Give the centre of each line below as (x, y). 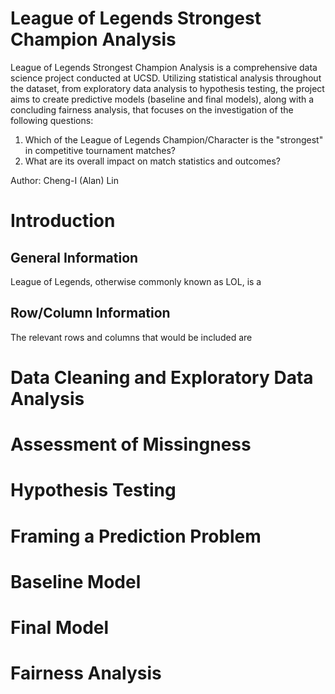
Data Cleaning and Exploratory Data (162, 377)
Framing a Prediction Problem (136, 536)
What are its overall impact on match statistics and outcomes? (152, 161)
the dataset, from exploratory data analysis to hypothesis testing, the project (167, 88)
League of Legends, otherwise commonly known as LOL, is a (136, 281)
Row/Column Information (90, 313)
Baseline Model (76, 581)
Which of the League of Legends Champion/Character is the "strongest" (174, 139)
